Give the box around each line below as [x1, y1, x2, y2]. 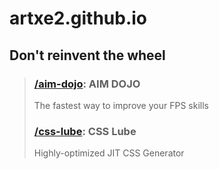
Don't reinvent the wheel [9, 47, 166, 64]
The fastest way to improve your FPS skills [33, 99, 209, 111]
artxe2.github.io [9, 7, 148, 30]
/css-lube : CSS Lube [33, 124, 137, 138]
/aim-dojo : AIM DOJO [33, 77, 141, 91]
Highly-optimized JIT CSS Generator [33, 147, 185, 159]
